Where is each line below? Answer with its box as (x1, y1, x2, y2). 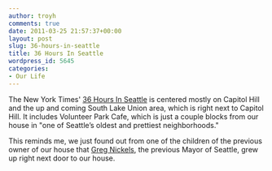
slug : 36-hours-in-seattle (8, 42, 100, 50)
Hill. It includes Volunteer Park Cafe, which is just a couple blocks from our (8, 111, 259, 122)
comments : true (8, 19, 60, 28)
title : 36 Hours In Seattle (8, 49, 104, 58)
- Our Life (8, 72, 46, 80)
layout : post (8, 34, 53, 43)
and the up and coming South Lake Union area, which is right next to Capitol (8, 103, 265, 113)
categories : (8, 65, 49, 73)
